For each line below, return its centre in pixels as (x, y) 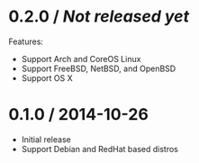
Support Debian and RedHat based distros (100, 149)
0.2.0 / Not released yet (99, 17)
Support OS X (47, 77)
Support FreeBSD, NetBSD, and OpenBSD (99, 68)
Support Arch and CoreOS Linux (81, 59)
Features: (26, 41)
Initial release (46, 139)
